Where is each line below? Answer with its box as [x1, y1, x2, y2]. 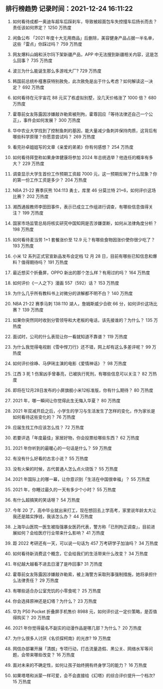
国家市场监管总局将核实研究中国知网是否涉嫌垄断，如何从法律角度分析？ [12, 220, 157, 226]
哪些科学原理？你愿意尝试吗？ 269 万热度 [12, 134, 96, 139]
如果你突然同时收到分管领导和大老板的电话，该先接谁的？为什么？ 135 [12, 317, 153, 323]
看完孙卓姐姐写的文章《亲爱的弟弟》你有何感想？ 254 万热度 [12, 144, 134, 150]
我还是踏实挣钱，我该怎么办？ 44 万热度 [12, 513, 93, 519]
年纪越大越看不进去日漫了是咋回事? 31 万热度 [12, 561, 103, 567]
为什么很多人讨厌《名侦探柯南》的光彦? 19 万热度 [12, 635, 111, 641]
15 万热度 [12, 678, 31, 684]
